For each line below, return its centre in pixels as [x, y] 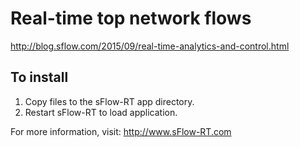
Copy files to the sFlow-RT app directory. [109, 101]
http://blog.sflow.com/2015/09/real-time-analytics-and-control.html [150, 46]
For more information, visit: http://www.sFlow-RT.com [121, 131]
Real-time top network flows [131, 18]
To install [39, 77]
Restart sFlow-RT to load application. [101, 112]
